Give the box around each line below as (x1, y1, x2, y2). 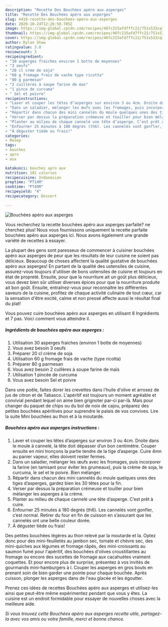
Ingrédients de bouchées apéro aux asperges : (5, 327, 104, 333)
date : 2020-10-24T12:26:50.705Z (5, 21, 72, 27)
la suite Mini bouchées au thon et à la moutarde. (5, 413, 104, 419)
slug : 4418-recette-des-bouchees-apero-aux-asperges (5, 17, 117, 22)
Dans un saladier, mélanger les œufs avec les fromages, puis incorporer (12, 458, 161, 464)
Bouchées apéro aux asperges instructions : (5, 425, 99, 431)
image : (5, 26, 19, 31)
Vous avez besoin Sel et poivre (12, 377, 76, 383)
